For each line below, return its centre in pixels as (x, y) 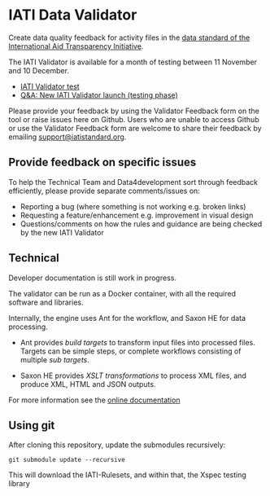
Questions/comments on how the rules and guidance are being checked (141, 224)
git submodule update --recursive (67, 460)
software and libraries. (46, 302)
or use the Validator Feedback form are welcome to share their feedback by (135, 128)
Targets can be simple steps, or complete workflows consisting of (131, 351)
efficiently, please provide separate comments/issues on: (105, 191)
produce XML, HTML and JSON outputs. (88, 384)
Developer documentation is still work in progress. (93, 278)
